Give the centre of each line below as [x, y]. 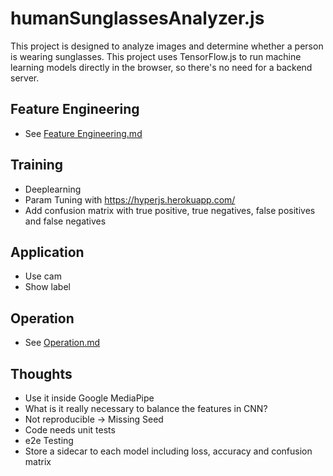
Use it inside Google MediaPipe [89, 398]
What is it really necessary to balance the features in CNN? [146, 408]
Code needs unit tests [70, 430]
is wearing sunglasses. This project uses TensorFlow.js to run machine [156, 56]
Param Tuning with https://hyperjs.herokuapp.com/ [130, 199]
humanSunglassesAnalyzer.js [137, 18]
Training [37, 165]
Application [47, 252]
